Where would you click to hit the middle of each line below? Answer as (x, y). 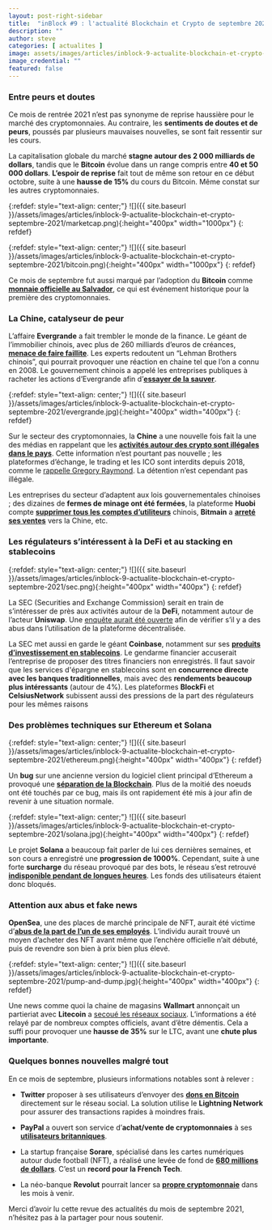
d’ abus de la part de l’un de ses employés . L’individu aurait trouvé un (124, 931)
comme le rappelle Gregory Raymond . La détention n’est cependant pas (128, 471)
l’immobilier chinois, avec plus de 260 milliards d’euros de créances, (122, 345)
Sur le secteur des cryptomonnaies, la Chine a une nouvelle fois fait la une (133, 436)
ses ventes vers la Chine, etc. (58, 521)
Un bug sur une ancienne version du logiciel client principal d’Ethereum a (131, 775)
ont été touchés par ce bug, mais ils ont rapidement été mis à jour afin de (130, 792)
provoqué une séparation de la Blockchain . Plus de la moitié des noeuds (130, 784)
